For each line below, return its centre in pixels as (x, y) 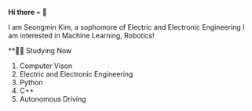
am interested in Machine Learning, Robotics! (81, 36)
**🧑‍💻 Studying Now (40, 50)
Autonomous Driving (53, 99)
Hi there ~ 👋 (27, 12)
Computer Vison (46, 66)
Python (31, 82)
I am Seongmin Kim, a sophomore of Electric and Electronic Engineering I (126, 27)
